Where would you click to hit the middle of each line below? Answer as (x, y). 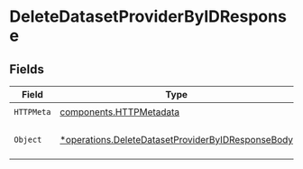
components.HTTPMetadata (120, 112)
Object (28, 140)
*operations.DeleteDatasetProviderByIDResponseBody (177, 140)
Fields (27, 69)
